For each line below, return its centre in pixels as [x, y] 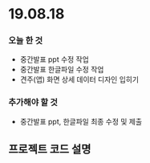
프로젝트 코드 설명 [50, 149]
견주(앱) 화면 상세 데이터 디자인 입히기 [79, 79]
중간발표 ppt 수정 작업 [55, 59]
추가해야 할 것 [33, 103]
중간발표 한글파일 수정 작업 [62, 70]
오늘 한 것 [25, 41]
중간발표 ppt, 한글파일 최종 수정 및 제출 [81, 121]
